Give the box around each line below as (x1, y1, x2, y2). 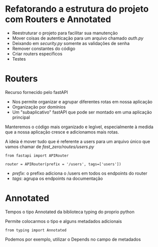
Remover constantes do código (12, 45, 76, 51)
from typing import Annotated (5, 227, 67, 233)
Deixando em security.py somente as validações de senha (12, 40, 130, 46)
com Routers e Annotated (5, 14, 112, 25)
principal (12, 114, 30, 120)
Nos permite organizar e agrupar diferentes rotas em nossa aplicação (12, 99, 153, 105)
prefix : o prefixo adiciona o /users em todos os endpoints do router (12, 170, 148, 176)
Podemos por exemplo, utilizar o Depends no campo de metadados (5, 236, 141, 242)
